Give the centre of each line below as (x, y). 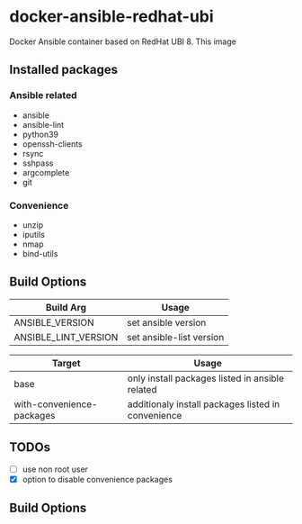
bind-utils (40, 253)
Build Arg (66, 307)
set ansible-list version (176, 337)
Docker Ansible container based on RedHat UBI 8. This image (123, 41)
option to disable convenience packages (98, 479)
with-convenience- (56, 404)
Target (66, 363)
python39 (40, 134)
